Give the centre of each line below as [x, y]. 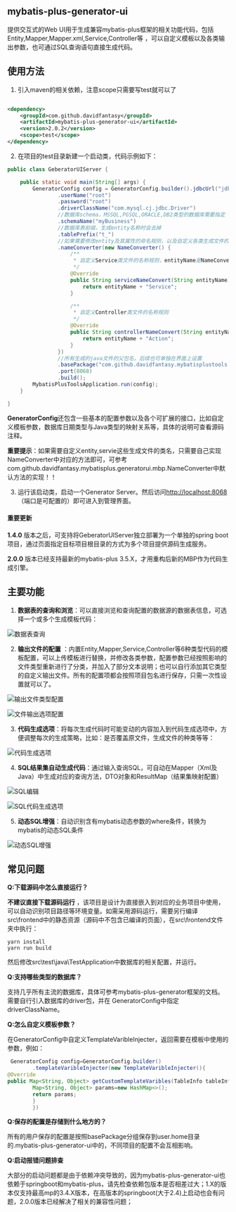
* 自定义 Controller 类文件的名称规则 [121, 312]
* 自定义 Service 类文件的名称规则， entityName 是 [137, 261]
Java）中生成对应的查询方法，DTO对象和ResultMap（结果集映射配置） [120, 776]
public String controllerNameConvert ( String [136, 332]
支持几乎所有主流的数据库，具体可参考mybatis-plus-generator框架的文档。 [116, 992]
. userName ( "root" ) [84, 195]
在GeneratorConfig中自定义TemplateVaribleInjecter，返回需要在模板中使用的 [118, 1040]
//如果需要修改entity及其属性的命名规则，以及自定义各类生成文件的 [143, 241]
